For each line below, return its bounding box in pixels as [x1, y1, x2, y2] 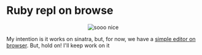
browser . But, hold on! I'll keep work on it [6, 42, 110, 49]
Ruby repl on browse [6, 4, 114, 18]
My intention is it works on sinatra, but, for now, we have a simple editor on [6, 35, 196, 42]
